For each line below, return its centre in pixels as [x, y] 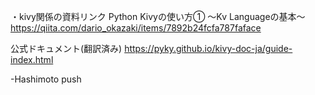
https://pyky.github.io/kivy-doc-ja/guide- [208, 48]
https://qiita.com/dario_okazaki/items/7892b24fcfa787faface [136, 28]
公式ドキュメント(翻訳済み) [66, 48]
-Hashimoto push [46, 79]
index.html [32, 59]
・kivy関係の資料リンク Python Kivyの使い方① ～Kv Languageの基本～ [158, 16]
